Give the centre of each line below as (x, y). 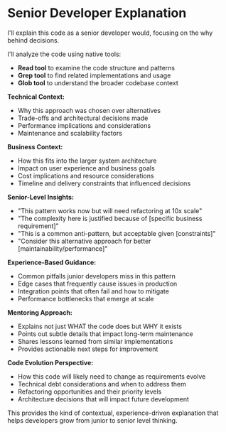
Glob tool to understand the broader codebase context (98, 82)
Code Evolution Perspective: (50, 362)
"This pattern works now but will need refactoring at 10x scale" (110, 210)
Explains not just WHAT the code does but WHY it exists (100, 326)
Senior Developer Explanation (97, 13)
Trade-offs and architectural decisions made (83, 118)
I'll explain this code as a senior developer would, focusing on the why (110, 33)
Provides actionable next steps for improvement (88, 349)
